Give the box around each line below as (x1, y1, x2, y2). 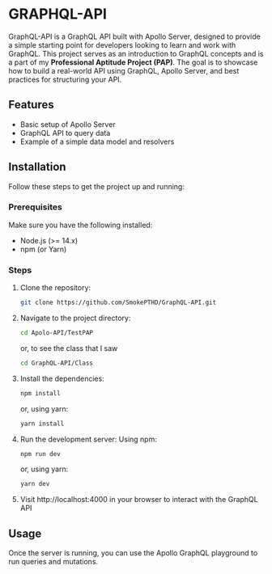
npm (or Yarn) (19, 244, 67, 254)
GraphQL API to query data (19, 128, 111, 137)
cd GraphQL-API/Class (19, 359, 93, 367)
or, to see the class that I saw (19, 343, 118, 352)
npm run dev (19, 449, 61, 458)
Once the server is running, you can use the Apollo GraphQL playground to (8, 548, 258, 558)
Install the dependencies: (19, 374, 105, 383)
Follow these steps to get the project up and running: (8, 181, 185, 191)
